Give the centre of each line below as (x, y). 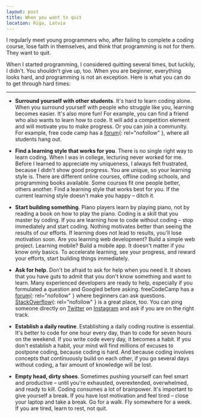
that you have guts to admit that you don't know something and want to (103, 277)
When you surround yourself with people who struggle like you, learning (104, 107)
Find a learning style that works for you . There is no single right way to (104, 151)
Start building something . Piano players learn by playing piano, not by (102, 207)
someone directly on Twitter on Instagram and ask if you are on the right (104, 309)
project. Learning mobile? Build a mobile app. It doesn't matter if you (100, 246)
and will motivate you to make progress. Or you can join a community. (101, 126)
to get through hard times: (38, 84)
